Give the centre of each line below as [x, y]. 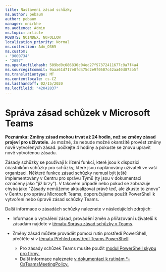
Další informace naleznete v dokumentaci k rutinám [72, 259]
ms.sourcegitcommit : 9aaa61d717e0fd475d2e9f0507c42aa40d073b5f [72, 70]
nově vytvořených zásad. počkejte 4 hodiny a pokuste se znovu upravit [78, 147]
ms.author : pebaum [24, 14]
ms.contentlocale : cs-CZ [31, 79]
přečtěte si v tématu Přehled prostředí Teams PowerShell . [71, 239]
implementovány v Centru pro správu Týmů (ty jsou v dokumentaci [73, 178]
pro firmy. [29, 254]
